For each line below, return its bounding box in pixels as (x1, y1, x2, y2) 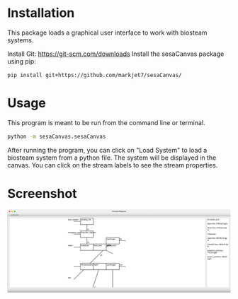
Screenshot (7, 185, 77, 201)
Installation (7, 5, 75, 21)
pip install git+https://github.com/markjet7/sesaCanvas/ (7, 71, 182, 78)
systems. (7, 35, 34, 44)
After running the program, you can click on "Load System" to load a (7, 146, 208, 154)
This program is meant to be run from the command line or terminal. (7, 118, 205, 127)
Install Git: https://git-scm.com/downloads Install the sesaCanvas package (7, 49, 225, 58)
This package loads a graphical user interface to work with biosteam (7, 28, 208, 37)
